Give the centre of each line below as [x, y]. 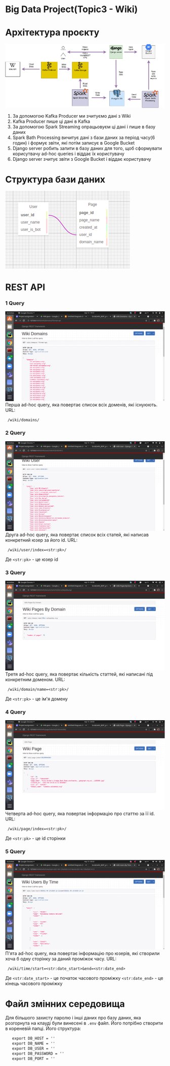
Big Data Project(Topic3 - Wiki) [72, 9]
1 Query [15, 303]
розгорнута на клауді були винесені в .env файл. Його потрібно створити [84, 1023]
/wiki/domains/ [23, 420]
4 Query [16, 712]
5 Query [15, 851]
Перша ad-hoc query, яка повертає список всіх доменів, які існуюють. [81, 405]
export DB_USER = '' [34, 1049]
